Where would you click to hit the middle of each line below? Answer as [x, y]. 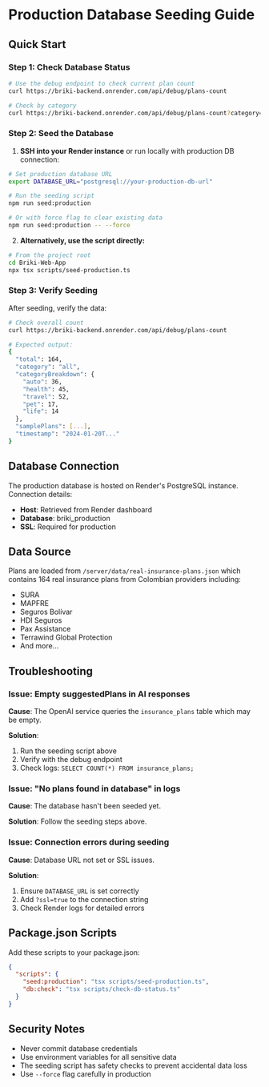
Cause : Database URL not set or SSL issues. [81, 860]
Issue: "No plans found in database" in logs [94, 788]
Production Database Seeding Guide [132, 15]
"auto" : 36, [42, 382]
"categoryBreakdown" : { [55, 375]
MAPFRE [34, 604]
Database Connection [64, 466]
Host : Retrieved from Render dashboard [86, 509]
